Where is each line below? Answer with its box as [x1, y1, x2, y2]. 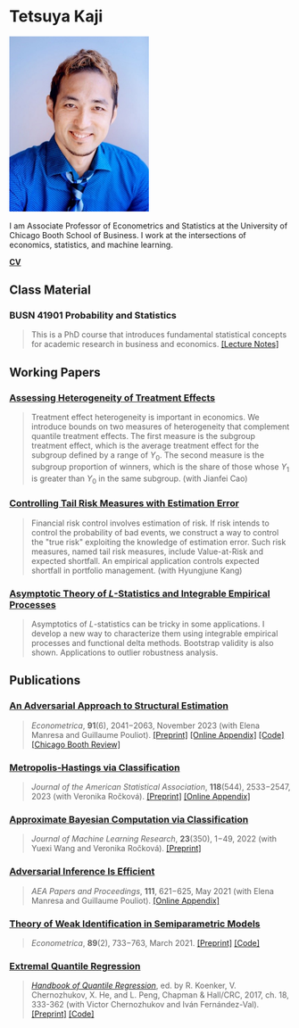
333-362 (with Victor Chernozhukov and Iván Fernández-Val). [30, 999, 260, 1010]
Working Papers [9, 364, 101, 380]
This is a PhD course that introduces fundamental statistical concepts [30, 329, 287, 340]
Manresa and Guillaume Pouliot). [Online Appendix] [30, 895, 220, 906]
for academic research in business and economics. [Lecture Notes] [30, 339, 279, 350]
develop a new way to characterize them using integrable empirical [30, 628, 278, 639]
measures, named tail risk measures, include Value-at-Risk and [30, 546, 264, 557]
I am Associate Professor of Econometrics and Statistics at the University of [9, 220, 288, 231]
